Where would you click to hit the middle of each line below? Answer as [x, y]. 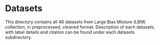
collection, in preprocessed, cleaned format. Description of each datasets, [80, 27]
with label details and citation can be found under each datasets [70, 32]
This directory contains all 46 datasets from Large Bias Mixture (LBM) [75, 22]
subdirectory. [19, 37]
